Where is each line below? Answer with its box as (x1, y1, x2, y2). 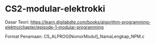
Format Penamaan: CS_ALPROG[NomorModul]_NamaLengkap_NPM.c (5, 33, 144, 39)
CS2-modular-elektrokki (5, 3, 106, 14)
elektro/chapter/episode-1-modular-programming (5, 24, 104, 30)
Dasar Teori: (5, 19, 30, 25)
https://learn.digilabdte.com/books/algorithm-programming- (30, 19, 151, 25)
